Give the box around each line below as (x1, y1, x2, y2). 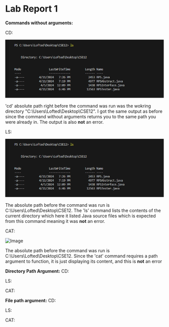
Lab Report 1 (5, 3, 58, 15)
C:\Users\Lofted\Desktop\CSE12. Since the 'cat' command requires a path (5, 253, 158, 259)
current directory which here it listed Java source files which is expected (5, 213, 156, 219)
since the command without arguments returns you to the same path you (5, 114, 156, 120)
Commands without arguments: (5, 20, 73, 26)
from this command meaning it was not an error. (5, 218, 106, 224)
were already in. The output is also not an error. (5, 119, 104, 125)
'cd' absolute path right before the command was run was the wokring (5, 103, 151, 109)
